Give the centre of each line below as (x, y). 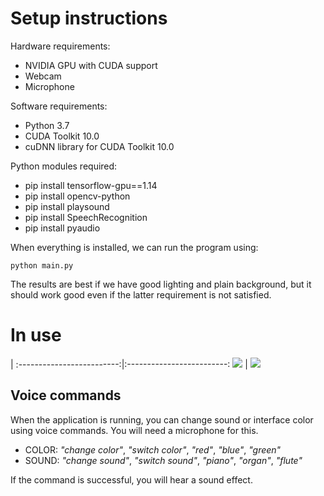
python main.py (42, 265)
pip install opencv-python (77, 196)
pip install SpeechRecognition (86, 217)
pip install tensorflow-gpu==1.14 (91, 185)
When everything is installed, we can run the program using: (134, 247)
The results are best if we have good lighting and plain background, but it (161, 284)
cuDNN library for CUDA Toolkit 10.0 (99, 146)
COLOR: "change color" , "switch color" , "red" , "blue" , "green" (153, 449)
